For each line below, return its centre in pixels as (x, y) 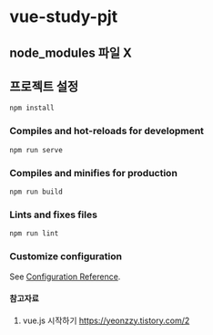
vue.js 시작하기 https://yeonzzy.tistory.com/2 (106, 320)
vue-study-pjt (64, 17)
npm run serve (36, 150)
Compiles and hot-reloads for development (107, 131)
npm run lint (34, 234)
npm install (32, 108)
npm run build (36, 192)
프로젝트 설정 (44, 86)
